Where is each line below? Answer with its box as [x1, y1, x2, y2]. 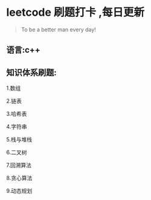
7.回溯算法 [6, 161, 32, 169]
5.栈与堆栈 [6, 136, 32, 143]
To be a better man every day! [21, 25, 97, 33]
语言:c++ [6, 45, 40, 55]
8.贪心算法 [6, 175, 33, 182]
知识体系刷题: [6, 67, 57, 77]
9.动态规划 [6, 187, 33, 195]
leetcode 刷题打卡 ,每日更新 [6, 5, 145, 19]
